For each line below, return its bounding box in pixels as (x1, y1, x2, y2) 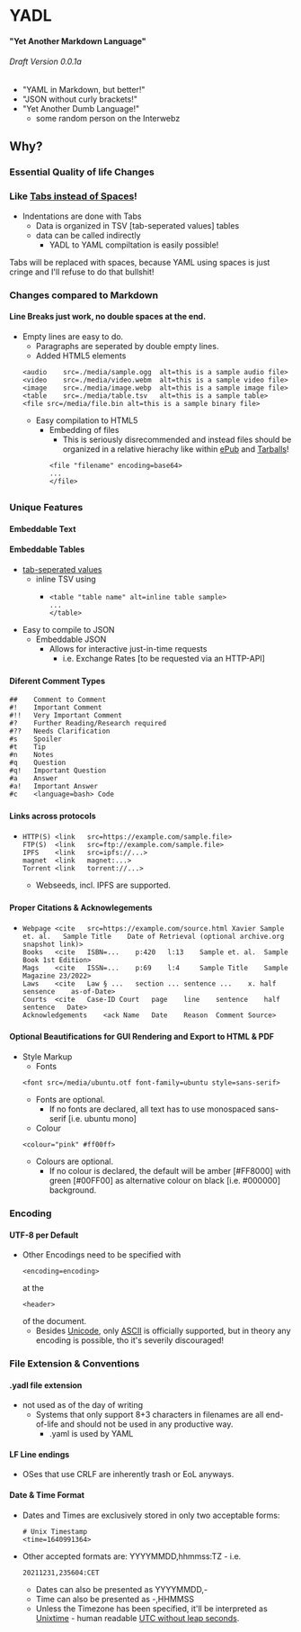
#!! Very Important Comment (9, 711, 123, 720)
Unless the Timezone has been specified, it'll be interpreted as (35, 1603, 268, 1614)
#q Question (9, 758, 66, 768)
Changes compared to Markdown (9, 289, 159, 302)
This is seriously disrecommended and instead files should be (62, 434, 292, 445)
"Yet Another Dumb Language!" (22, 103, 140, 113)
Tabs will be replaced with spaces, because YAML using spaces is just (9, 257, 270, 267)
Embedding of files (49, 424, 120, 435)
